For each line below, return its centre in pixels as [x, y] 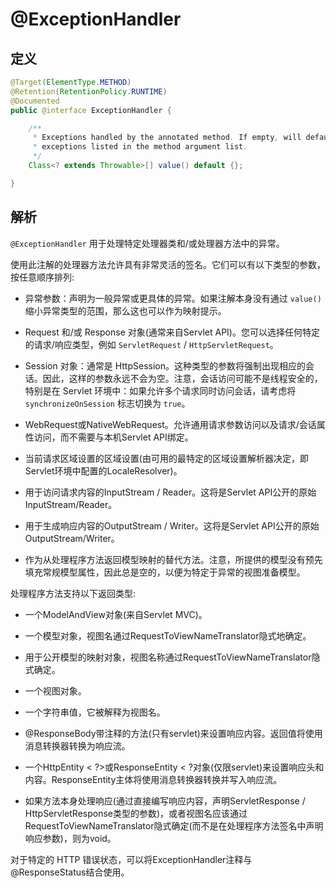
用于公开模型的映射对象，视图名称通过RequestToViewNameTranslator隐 [172, 657]
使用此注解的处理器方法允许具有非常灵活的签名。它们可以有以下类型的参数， [168, 264]
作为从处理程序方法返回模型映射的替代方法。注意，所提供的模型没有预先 [173, 559]
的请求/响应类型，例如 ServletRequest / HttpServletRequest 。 [151, 344]
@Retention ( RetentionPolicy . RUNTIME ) [89, 91]
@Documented [35, 101]
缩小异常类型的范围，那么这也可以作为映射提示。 [125, 310]
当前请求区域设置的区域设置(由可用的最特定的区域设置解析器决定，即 [166, 458]
